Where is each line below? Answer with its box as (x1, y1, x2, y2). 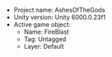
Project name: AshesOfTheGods (13, 6, 105, 14)
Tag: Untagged (23, 35, 67, 43)
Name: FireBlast (23, 27, 69, 36)
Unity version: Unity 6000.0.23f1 (13, 13, 106, 21)
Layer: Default (23, 43, 64, 50)
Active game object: (13, 21, 71, 28)
